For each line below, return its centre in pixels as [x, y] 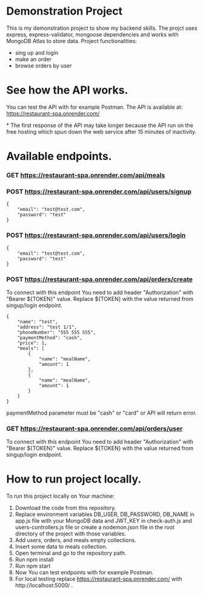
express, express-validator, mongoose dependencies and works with [92, 34]
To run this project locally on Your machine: [61, 496]
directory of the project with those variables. [70, 534]
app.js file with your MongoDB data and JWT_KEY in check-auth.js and [103, 521]
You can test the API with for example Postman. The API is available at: [95, 107]
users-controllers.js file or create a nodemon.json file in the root [95, 528]
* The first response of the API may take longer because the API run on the [100, 125]
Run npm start [33, 566]
